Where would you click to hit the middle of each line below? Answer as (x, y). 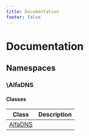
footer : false (24, 17)
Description (55, 115)
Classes (16, 99)
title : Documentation (33, 12)
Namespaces (31, 68)
